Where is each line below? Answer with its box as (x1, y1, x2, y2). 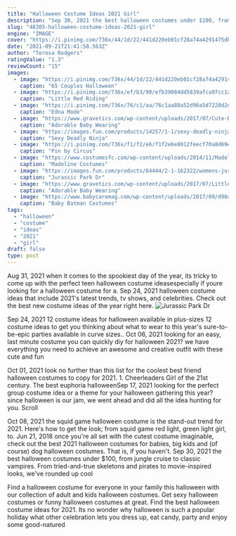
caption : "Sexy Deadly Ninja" (20, 134, 109, 141)
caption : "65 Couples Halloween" (20, 82, 118, 89)
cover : (7, 37, 27, 44)
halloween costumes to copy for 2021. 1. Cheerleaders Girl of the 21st (7, 374, 209, 382)
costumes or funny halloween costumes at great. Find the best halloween (7, 498, 220, 506)
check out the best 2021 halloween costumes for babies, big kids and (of (7, 440, 218, 447)
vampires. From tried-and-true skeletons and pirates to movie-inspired (7, 462, 212, 470)
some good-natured (7, 521, 65, 528)
